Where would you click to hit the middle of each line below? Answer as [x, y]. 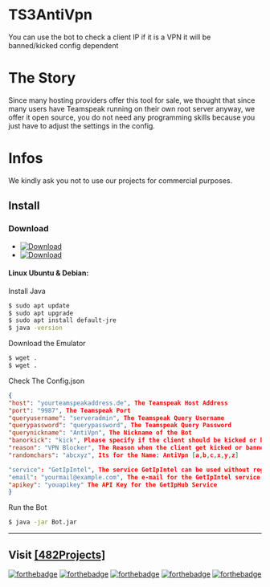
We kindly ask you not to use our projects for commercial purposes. [121, 180]
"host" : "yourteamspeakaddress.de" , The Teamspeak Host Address [118, 403]
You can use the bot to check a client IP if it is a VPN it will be [110, 37]
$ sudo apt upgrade [41, 313]
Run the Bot [28, 508]
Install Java [27, 291]
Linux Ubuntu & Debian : [49, 273]
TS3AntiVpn [50, 15]
